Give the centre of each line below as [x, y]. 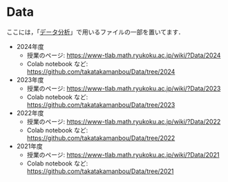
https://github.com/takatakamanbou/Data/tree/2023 [101, 105]
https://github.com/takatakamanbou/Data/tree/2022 [101, 138]
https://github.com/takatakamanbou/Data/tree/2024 [101, 71]
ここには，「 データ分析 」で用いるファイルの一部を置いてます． [95, 32]
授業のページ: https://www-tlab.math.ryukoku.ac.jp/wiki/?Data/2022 [124, 121]
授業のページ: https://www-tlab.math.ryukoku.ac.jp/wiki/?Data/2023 [124, 88]
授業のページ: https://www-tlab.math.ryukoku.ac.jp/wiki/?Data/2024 [124, 55]
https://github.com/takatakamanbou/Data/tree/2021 [100, 171]
